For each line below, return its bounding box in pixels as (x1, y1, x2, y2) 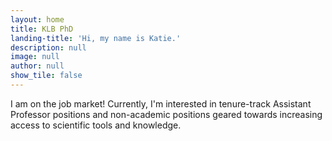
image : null (10, 52, 60, 62)
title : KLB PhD (10, 24, 74, 34)
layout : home (10, 14, 65, 25)
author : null (10, 61, 65, 71)
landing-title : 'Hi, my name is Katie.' (10, 33, 182, 43)
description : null (10, 42, 87, 53)
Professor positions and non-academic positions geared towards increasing (10, 108, 323, 120)
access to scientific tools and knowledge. (10, 119, 182, 131)
